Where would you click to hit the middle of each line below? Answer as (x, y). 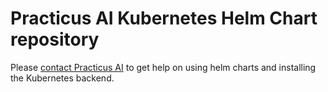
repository (55, 39)
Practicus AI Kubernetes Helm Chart (164, 18)
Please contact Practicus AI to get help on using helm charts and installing (163, 67)
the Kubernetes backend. (62, 78)
